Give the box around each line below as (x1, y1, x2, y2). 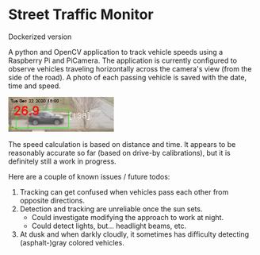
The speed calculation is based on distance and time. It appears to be (8, 139, 236, 149)
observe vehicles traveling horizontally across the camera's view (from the (8, 64, 252, 73)
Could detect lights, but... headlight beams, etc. (31, 221, 187, 230)
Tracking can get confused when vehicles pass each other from (19, 187, 229, 196)
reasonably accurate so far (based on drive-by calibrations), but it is (8, 148, 231, 157)
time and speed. (8, 81, 61, 91)
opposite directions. (19, 195, 86, 205)
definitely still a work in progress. (8, 156, 117, 166)
